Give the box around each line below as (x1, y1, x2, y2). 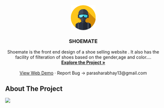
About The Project (5, 84, 63, 93)
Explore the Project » (61, 59, 106, 65)
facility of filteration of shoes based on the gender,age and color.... (15, 54, 152, 60)
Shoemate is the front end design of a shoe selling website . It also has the (7, 49, 160, 55)
